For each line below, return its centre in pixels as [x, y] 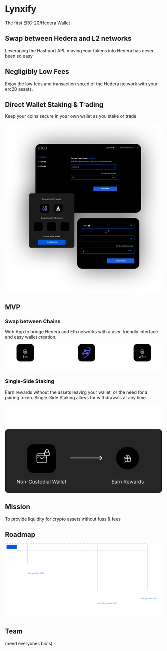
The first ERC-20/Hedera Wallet [38, 23]
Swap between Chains [33, 321]
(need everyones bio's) [29, 643]
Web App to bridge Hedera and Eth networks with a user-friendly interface [82, 332]
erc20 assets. [19, 89]
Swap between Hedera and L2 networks [68, 39]
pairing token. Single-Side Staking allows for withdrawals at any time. [76, 397]
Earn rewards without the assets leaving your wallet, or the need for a [76, 392]
